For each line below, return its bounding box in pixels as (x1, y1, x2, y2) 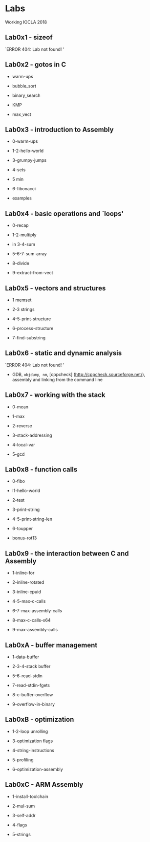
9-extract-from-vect (12, 270, 53, 276)
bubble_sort (12, 83, 37, 89)
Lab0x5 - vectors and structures (5, 284, 106, 292)
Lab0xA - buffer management (5, 641, 98, 649)
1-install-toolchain (12, 793, 49, 799)
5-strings (12, 831, 31, 837)
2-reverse (12, 422, 33, 428)
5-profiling (12, 756, 34, 763)
